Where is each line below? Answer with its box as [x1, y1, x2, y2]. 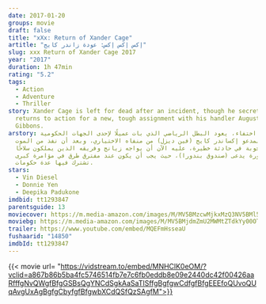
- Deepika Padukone [15, 188, 80, 196]
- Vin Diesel [15, 173, 59, 182]
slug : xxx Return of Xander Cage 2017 [8, 48, 136, 56]
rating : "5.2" [8, 70, 55, 78]
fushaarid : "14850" [8, 233, 73, 241]
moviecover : [8, 211, 47, 218]
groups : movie [8, 19, 55, 27]
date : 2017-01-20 [8, 11, 66, 20]
